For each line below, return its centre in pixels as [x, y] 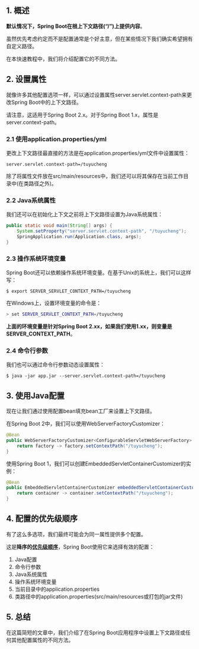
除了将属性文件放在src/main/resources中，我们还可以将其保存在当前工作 [95, 176]
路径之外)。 [43, 183]
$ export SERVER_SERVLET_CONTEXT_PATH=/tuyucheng [69, 292]
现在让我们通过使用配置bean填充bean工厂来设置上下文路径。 [81, 411]
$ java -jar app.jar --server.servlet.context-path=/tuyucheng [86, 376]
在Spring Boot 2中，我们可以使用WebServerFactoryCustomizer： [86, 424]
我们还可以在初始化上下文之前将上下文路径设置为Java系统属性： [85, 214]
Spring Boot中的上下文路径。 [46, 102]
